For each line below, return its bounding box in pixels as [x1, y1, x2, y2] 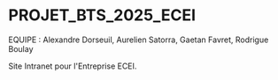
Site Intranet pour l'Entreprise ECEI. [8, 61, 137, 71]
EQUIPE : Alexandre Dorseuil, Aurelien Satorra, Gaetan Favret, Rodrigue [8, 34, 269, 45]
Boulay [8, 43, 34, 54]
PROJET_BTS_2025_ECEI [8, 5, 197, 25]
